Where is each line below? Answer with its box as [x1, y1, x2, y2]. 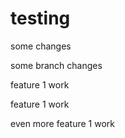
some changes [10, 40, 72, 52]
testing [10, 7, 71, 30]
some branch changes [10, 59, 103, 71]
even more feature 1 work [10, 117, 115, 129]
